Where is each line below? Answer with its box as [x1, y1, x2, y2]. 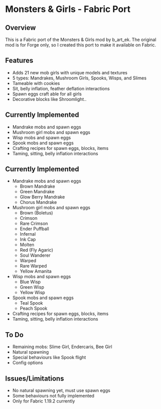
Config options [12, 360, 43, 366]
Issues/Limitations [5, 374, 64, 383]
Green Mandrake [19, 189, 55, 195]
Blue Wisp [19, 279, 41, 285]
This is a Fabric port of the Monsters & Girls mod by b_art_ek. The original [5, 36, 157, 42]
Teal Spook [19, 300, 43, 306]
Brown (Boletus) [19, 210, 53, 216]
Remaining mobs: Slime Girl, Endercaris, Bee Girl [12, 344, 112, 350]
